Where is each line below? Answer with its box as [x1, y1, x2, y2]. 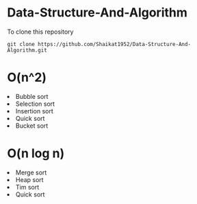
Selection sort [16, 100, 55, 108]
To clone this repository [7, 27, 74, 36]
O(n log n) [7, 146, 65, 161]
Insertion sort [16, 106, 53, 115]
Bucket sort [16, 122, 49, 130]
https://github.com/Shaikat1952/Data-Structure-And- [37, 41, 192, 47]
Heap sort [16, 175, 44, 183]
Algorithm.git [7, 47, 48, 54]
